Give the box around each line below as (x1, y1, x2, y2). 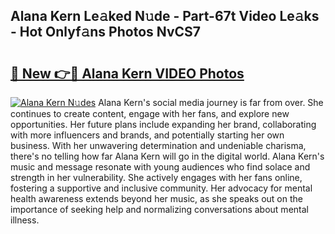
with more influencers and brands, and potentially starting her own (10, 129, 285, 141)
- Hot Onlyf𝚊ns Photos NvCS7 (10, 24, 202, 41)
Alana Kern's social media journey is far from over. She (98, 97, 324, 108)
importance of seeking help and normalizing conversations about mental (10, 204, 309, 215)
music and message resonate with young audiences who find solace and (10, 161, 311, 173)
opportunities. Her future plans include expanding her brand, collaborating (10, 119, 317, 130)
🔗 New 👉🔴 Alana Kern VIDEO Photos (10, 65, 245, 82)
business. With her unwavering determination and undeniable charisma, (10, 140, 307, 151)
